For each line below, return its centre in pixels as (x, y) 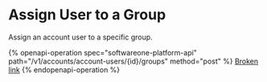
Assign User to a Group (87, 15)
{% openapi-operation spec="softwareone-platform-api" (103, 52)
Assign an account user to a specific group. (80, 37)
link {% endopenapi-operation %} (64, 69)
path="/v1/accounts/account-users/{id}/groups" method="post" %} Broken (133, 61)
